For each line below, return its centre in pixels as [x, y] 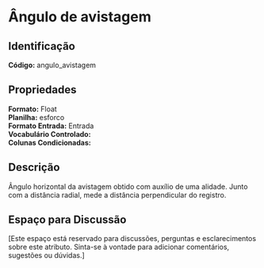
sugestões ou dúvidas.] [46, 255]
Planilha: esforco [36, 117]
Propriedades [42, 90]
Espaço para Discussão [67, 220]
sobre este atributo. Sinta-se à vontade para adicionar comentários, [119, 247]
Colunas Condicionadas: [50, 142]
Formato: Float [33, 109]
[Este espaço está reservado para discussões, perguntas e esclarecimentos [132, 239]
